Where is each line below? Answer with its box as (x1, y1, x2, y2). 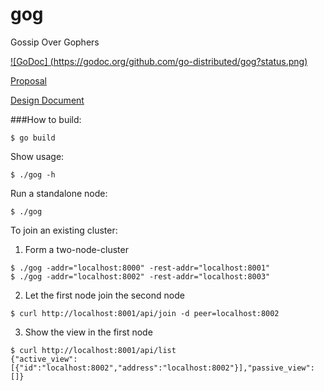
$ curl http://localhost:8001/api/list (10, 345, 177, 355)
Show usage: (10, 150, 65, 162)
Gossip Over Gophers (10, 36, 100, 48)
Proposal (10, 74, 47, 87)
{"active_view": (10, 354, 78, 364)
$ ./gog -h (10, 169, 56, 180)
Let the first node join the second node (24, 289, 185, 301)
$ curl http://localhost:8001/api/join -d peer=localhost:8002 (10, 308, 280, 318)
